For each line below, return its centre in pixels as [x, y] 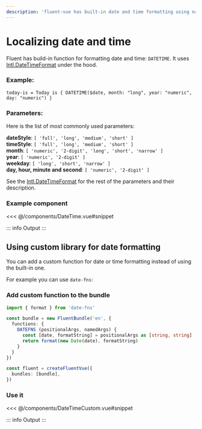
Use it [15, 395]
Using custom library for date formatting [84, 247]
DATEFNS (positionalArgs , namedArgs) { [67, 330]
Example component [37, 203]
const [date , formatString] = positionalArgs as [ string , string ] [107, 335]
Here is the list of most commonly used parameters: [70, 126]
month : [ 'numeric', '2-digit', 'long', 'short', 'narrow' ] [85, 150]
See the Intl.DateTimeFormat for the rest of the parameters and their [90, 182]
